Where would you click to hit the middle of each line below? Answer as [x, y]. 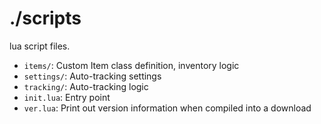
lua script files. [40, 46]
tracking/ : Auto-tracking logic [86, 86]
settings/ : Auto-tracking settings [92, 76]
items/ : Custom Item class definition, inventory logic [131, 65]
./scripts [45, 18]
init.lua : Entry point [67, 97]
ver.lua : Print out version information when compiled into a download [167, 108]
